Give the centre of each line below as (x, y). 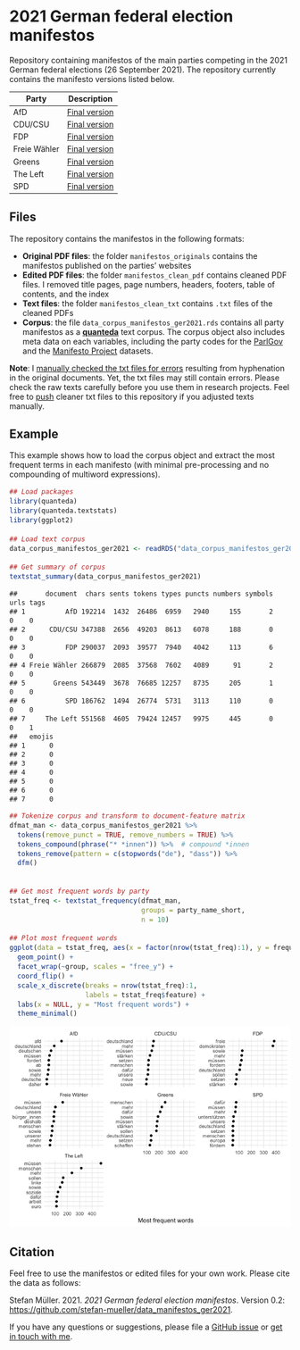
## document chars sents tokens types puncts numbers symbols (142, 594)
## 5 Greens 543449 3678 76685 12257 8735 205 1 (142, 683)
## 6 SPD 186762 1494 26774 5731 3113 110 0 (142, 701)
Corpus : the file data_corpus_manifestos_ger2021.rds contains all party (153, 322)
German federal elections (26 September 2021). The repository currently (143, 70)
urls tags (28, 603)
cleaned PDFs (48, 312)
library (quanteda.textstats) (63, 511)
